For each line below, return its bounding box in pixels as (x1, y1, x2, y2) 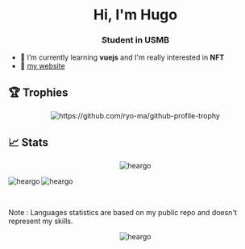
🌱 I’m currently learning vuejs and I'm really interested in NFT (19, 52, 225, 62)
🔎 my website (19, 61, 66, 71)
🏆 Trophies (8, 85, 69, 99)
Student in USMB (101, 35, 170, 46)
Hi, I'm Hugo (93, 6, 178, 24)
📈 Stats (8, 135, 49, 149)
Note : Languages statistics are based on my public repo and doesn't (8, 208, 238, 218)
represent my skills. (8, 216, 73, 226)
